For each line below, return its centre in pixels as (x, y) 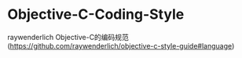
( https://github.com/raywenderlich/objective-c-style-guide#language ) (121, 45)
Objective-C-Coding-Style (96, 14)
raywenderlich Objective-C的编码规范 (68, 37)
